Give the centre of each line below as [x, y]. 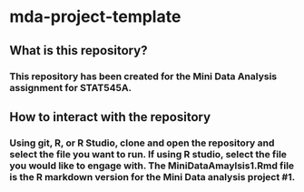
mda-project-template [95, 17]
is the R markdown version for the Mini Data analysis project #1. [152, 177]
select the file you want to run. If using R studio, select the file [148, 154]
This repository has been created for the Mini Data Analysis [143, 76]
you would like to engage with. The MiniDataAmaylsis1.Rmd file [152, 166]
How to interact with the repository [110, 117]
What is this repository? [78, 51]
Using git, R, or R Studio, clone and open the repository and [142, 143]
